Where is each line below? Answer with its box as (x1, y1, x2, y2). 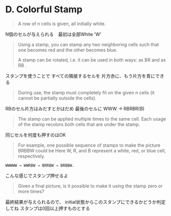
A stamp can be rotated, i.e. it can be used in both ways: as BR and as (17, 56, 166, 63)
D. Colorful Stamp (5, 4, 83, 15)
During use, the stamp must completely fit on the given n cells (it (17, 89, 155, 95)
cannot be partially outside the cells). (17, 95, 97, 101)
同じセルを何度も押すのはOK (5, 132, 66, 138)
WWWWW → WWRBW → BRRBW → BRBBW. (5, 163, 74, 168)
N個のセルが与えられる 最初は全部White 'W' (5, 31, 102, 37)
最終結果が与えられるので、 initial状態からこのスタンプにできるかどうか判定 (5, 199, 166, 205)
